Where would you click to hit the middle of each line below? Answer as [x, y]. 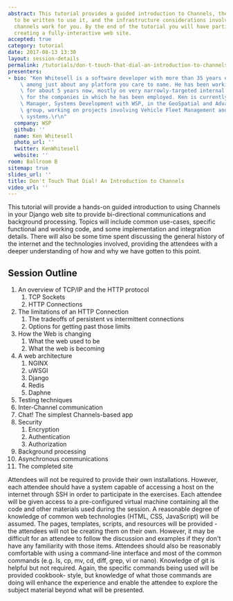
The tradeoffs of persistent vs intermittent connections [106, 319]
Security [30, 422]
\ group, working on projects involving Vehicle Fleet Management [118, 110]
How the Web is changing [55, 334]
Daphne [39, 393]
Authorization [47, 445]
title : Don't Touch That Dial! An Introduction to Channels [96, 181]
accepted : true [30, 39]
